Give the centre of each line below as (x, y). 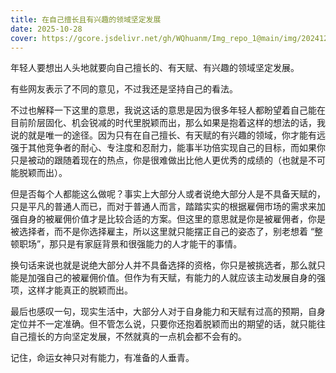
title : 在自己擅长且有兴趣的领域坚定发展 (86, 19)
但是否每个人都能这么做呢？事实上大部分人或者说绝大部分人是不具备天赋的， (168, 194)
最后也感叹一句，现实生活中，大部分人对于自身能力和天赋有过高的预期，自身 (168, 312)
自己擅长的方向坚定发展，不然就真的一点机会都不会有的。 (128, 337)
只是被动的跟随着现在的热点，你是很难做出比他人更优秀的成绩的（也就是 (159, 160)
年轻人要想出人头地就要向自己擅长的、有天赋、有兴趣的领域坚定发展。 (155, 68)
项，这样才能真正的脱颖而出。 (71, 290)
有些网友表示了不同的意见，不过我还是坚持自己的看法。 (124, 89)
